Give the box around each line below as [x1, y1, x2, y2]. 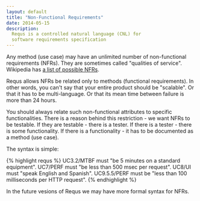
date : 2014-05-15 [6, 20, 50, 26]
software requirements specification [11, 37, 107, 43]
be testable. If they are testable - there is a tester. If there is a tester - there [6, 121, 192, 128]
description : [6, 25, 39, 32]
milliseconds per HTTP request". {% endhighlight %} [6, 176, 137, 183]
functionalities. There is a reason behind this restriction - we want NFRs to [6, 115, 190, 122]
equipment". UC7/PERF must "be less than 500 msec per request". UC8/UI [6, 163, 192, 170]
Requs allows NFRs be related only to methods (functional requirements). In [6, 77, 194, 85]
